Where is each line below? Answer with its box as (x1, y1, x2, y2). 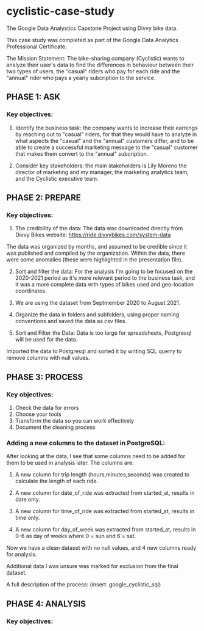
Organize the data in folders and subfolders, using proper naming (15, 311, 180, 318)
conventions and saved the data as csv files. (15, 318, 127, 325)
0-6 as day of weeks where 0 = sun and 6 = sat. (15, 533, 136, 540)
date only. (15, 496, 41, 503)
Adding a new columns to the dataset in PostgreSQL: (6, 439, 166, 447)
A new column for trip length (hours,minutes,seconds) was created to (15, 471, 190, 478)
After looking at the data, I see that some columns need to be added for (6, 453, 186, 460)
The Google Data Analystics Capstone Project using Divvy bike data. (6, 24, 178, 32)
